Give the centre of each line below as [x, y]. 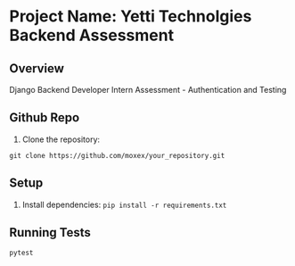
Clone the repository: [61, 139]
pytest [21, 253]
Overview [37, 68]
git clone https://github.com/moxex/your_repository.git [117, 155]
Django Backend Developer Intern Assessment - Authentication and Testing [148, 90]
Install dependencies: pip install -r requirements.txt [124, 204]
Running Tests [50, 233]
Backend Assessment [92, 35]
